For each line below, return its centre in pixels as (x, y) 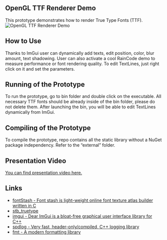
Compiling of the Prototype (48, 128)
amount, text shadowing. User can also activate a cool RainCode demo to (80, 58)
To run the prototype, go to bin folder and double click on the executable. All (83, 96)
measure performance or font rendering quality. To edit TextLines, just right (82, 64)
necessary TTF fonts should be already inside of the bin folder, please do (80, 102)
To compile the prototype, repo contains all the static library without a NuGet (83, 140)
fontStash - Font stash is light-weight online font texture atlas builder (83, 200)
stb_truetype (25, 211)
